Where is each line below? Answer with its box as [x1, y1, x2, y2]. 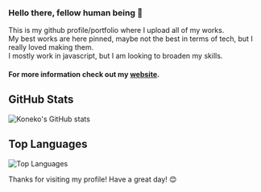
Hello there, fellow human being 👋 [8, 7, 143, 18]
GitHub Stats [8, 92, 74, 107]
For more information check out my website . [8, 69, 159, 79]
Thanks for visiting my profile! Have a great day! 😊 [8, 174, 177, 184]
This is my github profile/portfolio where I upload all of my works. [8, 26, 225, 35]
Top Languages [8, 137, 88, 151]
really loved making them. [8, 43, 94, 52]
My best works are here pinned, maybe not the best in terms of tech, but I [8, 34, 254, 43]
